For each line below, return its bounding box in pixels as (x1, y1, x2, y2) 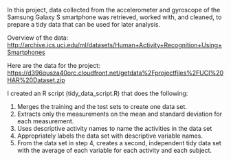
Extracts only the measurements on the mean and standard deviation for (16, 110, 222, 118)
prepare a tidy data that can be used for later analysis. (7, 21, 160, 28)
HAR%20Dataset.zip (7, 76, 65, 84)
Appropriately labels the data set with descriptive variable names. (16, 132, 203, 140)
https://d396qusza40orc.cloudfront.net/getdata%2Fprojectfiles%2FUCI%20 (7, 69, 224, 77)
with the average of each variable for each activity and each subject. (16, 147, 212, 154)
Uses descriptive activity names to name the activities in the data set (16, 125, 212, 132)
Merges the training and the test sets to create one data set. (16, 103, 187, 110)
